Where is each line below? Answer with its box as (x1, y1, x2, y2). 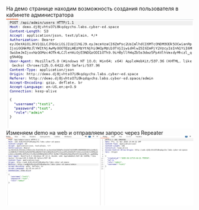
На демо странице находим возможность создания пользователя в (6, 5, 179, 12)
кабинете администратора (6, 11, 74, 18)
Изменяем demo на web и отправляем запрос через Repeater (6, 129, 163, 136)
